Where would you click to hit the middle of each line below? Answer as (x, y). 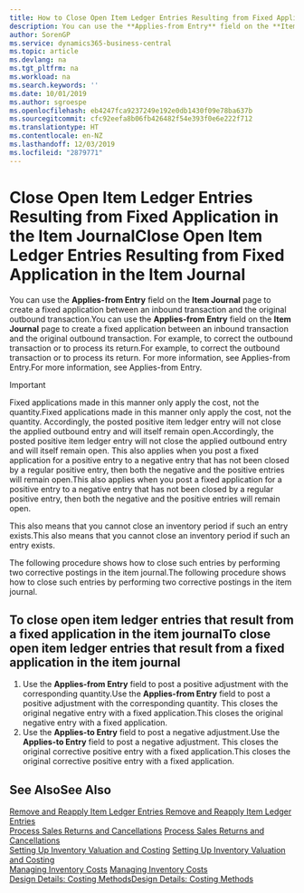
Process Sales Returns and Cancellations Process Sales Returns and (137, 831)
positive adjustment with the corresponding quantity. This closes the (150, 704)
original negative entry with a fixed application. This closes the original (152, 713)
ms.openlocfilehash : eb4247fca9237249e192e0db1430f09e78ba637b (131, 111)
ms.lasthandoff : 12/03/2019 (62, 144)
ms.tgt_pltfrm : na (44, 69)
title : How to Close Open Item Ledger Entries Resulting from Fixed (141, 18)
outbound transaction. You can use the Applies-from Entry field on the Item (150, 319)
